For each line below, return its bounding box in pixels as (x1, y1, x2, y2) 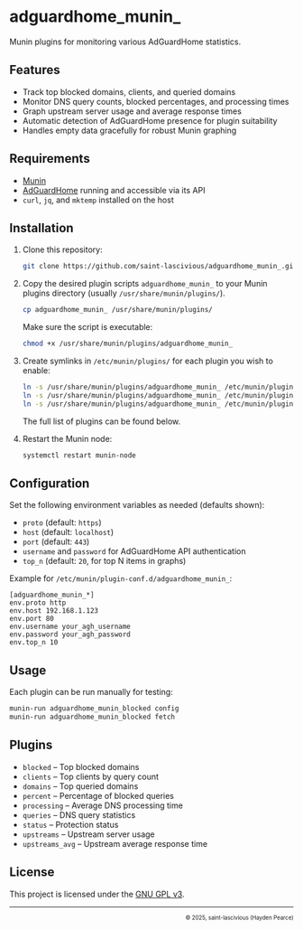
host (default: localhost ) (22, 527, 115, 538)
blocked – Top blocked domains (22, 761, 140, 772)
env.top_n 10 (9, 638, 59, 647)
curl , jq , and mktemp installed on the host (22, 194, 174, 205)
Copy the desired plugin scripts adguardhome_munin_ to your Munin (22, 278, 268, 289)
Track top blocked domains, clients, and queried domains (22, 86, 236, 97)
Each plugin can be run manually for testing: (9, 687, 173, 698)
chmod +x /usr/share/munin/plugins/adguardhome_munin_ (22, 339, 234, 349)
